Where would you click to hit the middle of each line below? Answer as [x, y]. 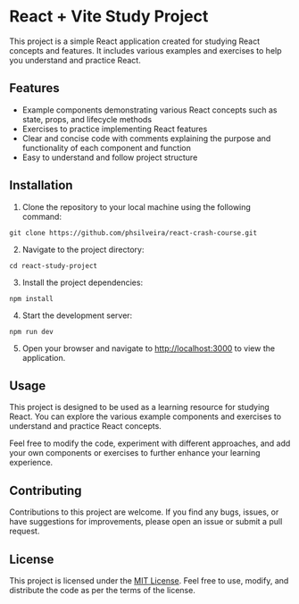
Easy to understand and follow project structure [110, 157]
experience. [31, 463]
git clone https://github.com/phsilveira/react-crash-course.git [133, 233]
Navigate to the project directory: [83, 249]
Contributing [46, 490]
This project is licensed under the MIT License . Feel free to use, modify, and [149, 581]
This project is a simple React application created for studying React [135, 41]
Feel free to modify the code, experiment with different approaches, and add [150, 443]
